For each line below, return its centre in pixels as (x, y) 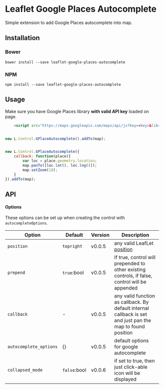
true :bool (73, 273)
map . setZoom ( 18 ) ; (40, 170)
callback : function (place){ (42, 156)
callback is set (131, 315)
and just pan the (133, 320)
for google (126, 347)
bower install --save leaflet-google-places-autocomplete (65, 62)
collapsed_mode (25, 370)
